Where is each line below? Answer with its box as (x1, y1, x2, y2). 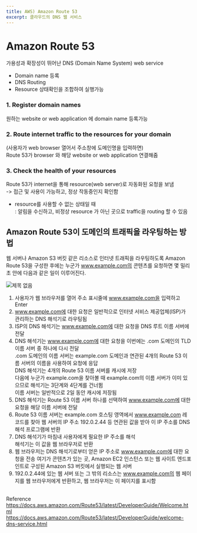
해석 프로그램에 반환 (14, 426, 61, 433)
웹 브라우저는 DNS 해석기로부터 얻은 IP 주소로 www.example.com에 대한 (14, 448, 183, 455)
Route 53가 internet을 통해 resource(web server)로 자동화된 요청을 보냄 (6, 181, 175, 188)
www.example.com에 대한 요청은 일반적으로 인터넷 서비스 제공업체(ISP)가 (14, 308, 186, 315)
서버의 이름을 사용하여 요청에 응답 (21, 360, 98, 367)
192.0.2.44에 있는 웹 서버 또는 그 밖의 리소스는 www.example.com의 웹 (14, 470, 181, 477)
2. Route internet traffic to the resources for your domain (6, 130, 172, 138)
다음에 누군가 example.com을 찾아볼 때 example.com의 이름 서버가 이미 (14, 375, 182, 382)
